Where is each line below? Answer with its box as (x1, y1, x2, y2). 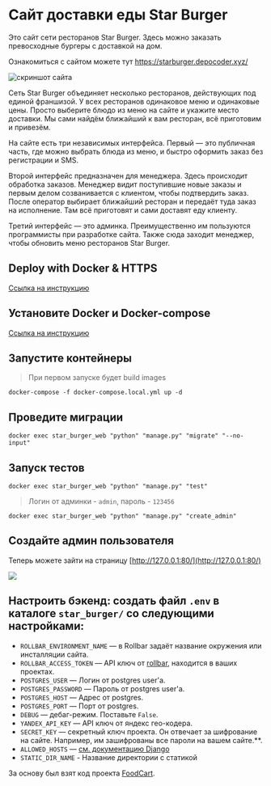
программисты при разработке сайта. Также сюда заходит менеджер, (8, 229, 255, 239)
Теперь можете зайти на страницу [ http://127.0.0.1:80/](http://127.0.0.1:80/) (8, 556, 261, 565)
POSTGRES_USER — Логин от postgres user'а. (19, 675, 166, 685)
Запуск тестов (8, 461, 85, 475)
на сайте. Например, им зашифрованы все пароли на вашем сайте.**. (19, 735, 263, 745)
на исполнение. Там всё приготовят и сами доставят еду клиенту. (8, 205, 237, 215)
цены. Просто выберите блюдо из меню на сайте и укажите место (8, 105, 239, 115)
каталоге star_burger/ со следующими (8, 606, 214, 620)
